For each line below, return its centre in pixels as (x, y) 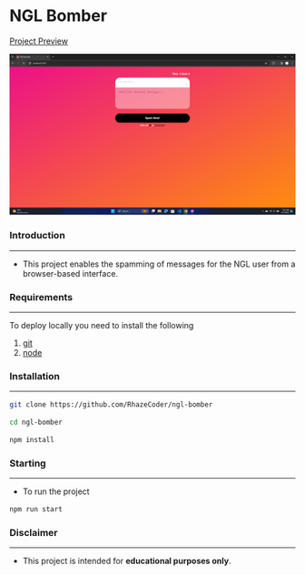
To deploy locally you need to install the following (102, 326)
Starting (28, 463)
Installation (35, 376)
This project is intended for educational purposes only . (127, 561)
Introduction (37, 236)
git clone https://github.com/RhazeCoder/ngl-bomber (111, 405)
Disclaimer (34, 533)
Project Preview (39, 41)
